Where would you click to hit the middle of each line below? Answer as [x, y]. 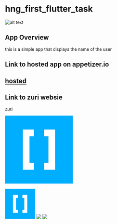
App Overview [27, 37]
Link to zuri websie [34, 97]
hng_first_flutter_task [49, 9]
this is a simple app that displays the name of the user [58, 49]
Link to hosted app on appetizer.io [57, 65]
